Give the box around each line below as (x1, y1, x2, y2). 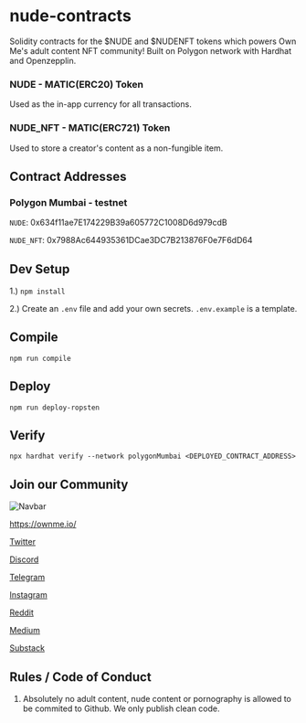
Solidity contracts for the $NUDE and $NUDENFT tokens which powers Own (9, 36, 297, 47)
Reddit (9, 607, 35, 618)
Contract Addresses (9, 168, 127, 184)
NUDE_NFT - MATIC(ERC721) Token (9, 122, 171, 134)
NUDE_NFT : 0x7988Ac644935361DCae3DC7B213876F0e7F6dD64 (9, 235, 253, 246)
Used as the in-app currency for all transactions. (9, 99, 192, 110)
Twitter (9, 537, 37, 548)
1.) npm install (9, 285, 66, 297)
